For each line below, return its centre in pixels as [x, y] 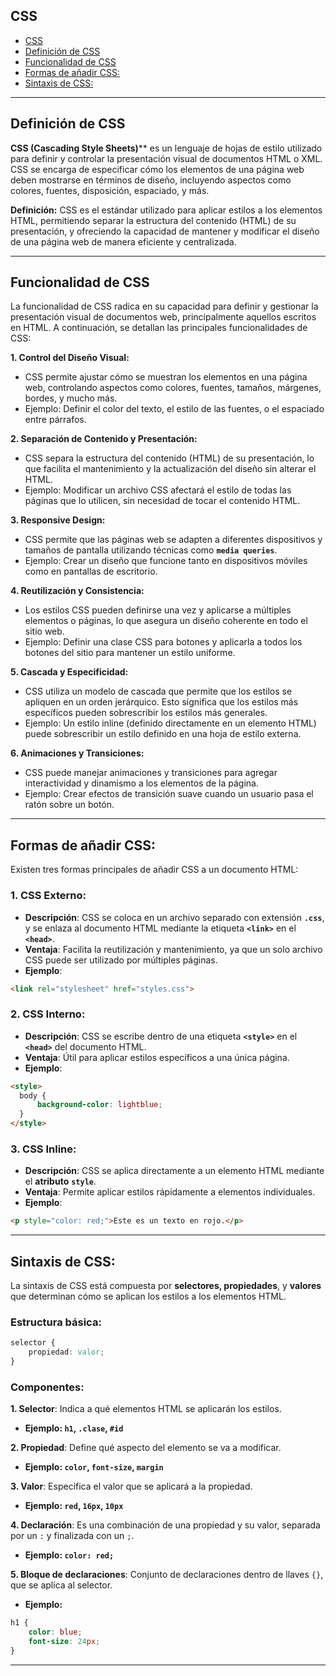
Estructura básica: [56, 1322]
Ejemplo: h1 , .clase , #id [74, 1428]
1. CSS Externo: [48, 896]
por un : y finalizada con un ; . [72, 1536]
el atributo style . [60, 1181]
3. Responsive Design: [58, 520]
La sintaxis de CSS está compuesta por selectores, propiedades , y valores [166, 1286]
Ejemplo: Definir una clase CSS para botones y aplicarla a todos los [163, 642]
